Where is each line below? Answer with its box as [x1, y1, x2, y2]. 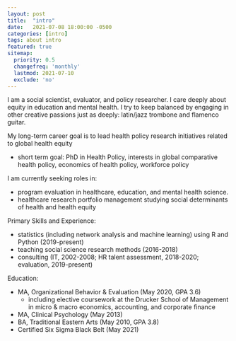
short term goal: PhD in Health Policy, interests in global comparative [17, 153, 218, 161]
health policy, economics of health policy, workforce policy [17, 161, 189, 169]
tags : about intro [7, 37, 61, 44]
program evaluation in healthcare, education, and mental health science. [17, 188, 229, 197]
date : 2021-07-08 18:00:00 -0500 [7, 23, 112, 30]
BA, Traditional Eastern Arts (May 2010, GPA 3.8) [17, 318, 160, 326]
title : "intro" [7, 17, 55, 24]
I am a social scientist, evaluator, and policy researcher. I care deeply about [7, 96, 227, 104]
